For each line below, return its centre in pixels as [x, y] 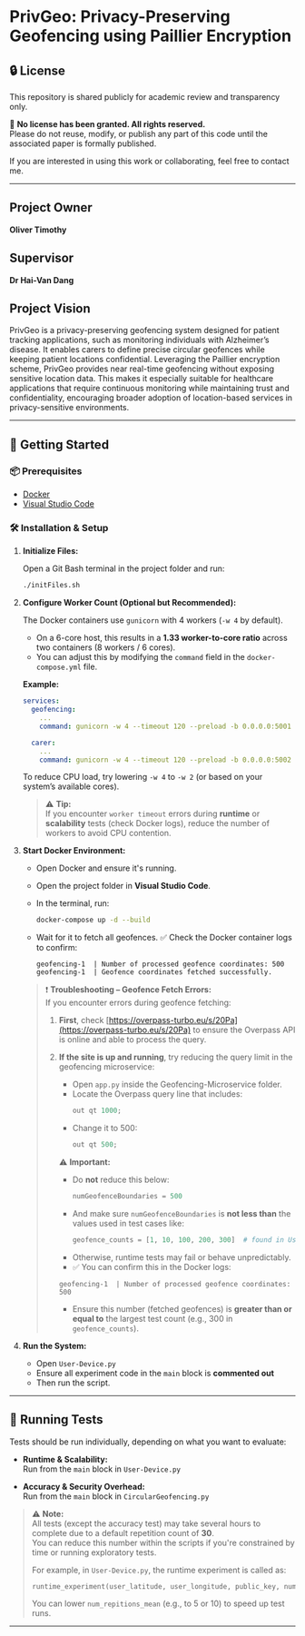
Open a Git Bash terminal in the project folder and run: [123, 568]
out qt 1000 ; [97, 1111]
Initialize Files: [50, 551]
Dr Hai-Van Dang [42, 280]
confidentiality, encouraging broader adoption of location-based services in [151, 398]
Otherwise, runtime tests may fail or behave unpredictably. [182, 1257]
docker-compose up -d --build [93, 920]
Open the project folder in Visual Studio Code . [123, 886]
